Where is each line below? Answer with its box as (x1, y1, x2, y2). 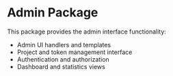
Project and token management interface (16, 48, 133, 56)
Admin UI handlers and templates (16, 40, 111, 49)
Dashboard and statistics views (16, 62, 106, 71)
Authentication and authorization (16, 55, 109, 63)
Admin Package (7, 5, 98, 21)
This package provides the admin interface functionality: (7, 27, 166, 36)
